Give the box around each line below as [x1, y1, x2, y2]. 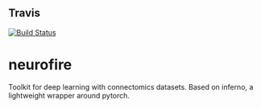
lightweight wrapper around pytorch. [8, 90, 130, 100]
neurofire [8, 56, 72, 74]
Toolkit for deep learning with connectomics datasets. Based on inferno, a [8, 82, 254, 91]
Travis [8, 6, 40, 20]
